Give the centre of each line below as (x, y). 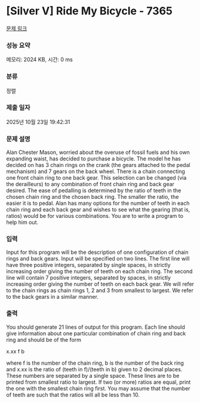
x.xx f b (16, 351)
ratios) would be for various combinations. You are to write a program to (95, 216)
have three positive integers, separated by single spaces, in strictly (89, 265)
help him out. (22, 222)
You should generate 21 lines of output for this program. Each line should (96, 327)
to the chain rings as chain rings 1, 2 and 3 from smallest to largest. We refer (100, 290)
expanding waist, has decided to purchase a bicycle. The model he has (93, 159)
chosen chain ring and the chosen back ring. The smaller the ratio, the (93, 197)
